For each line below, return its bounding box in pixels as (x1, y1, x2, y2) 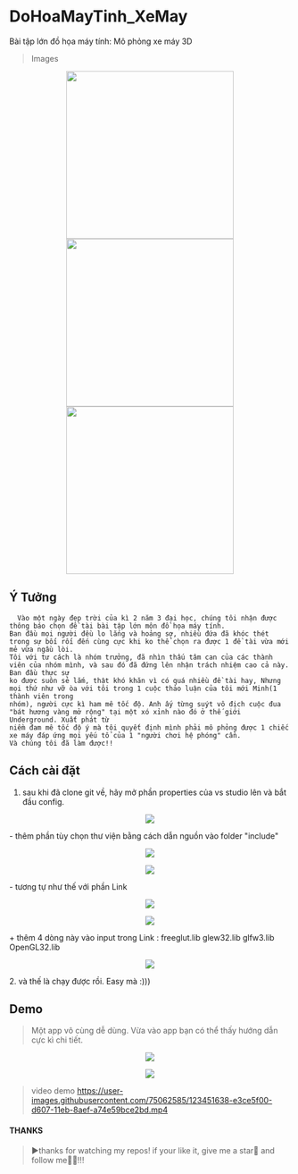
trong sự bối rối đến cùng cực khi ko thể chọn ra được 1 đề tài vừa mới (9, 637, 290, 646)
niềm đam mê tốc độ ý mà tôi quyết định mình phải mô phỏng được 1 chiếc (9, 722, 290, 732)
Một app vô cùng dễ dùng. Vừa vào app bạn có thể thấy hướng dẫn (30, 1026, 278, 1036)
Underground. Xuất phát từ (9, 715, 110, 724)
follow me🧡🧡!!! (30, 1154, 85, 1165)
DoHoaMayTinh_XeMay (9, 6, 188, 27)
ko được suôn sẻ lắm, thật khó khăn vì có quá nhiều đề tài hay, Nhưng (9, 676, 281, 685)
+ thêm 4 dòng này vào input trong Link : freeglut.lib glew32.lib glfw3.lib (9, 932, 275, 942)
